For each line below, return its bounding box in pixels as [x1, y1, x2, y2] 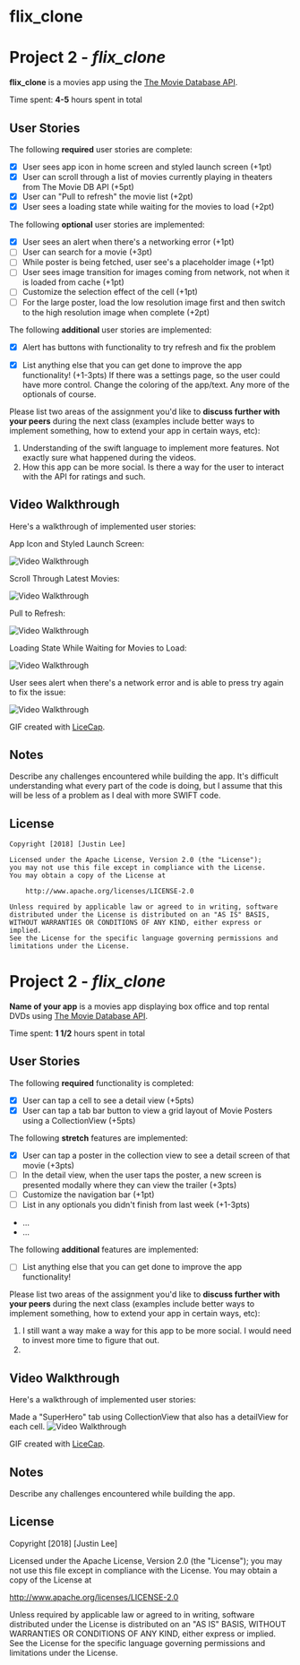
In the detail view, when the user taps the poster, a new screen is [21, 1169, 262, 1180]
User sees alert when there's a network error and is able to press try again [9, 677, 284, 687]
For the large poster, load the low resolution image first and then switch [21, 297, 286, 307]
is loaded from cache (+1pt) [21, 277, 125, 288]
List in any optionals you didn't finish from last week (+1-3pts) [21, 1199, 251, 1211]
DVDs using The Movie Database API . [9, 1011, 149, 1022]
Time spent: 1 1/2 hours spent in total [9, 1028, 146, 1039]
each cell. [9, 1421, 46, 1432]
